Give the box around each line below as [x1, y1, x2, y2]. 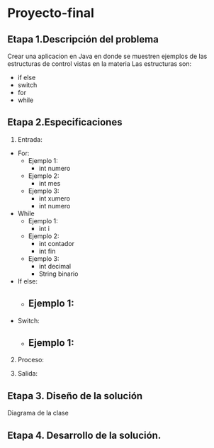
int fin [38, 247, 56, 255]
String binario [38, 269, 79, 278]
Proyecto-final [7, 5, 94, 21]
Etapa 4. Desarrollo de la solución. [7, 429, 162, 441]
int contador [38, 239, 74, 247]
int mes [38, 179, 61, 187]
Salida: [17, 369, 38, 378]
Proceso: [17, 356, 45, 364]
